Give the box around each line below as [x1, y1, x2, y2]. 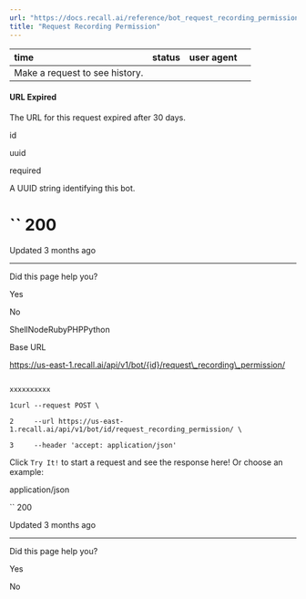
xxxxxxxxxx [9, 385, 51, 394]
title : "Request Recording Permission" [9, 22, 161, 31]
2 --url [9, 417, 55, 426]
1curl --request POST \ [9, 400, 100, 410]
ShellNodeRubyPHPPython [9, 324, 111, 335]
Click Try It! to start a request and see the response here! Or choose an [9, 457, 284, 468]
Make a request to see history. [14, 66, 144, 78]
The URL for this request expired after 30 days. [9, 111, 187, 123]
